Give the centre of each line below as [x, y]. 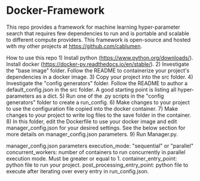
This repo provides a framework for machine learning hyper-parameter [93, 27]
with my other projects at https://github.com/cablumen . [74, 46]
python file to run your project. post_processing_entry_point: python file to [97, 165]
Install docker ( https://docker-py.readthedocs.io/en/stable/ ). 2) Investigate [98, 64]
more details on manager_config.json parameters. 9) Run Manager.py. [92, 134]
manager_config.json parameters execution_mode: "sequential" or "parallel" [100, 146]
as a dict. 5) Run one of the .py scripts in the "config [100, 96]
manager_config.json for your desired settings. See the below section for [96, 128]
